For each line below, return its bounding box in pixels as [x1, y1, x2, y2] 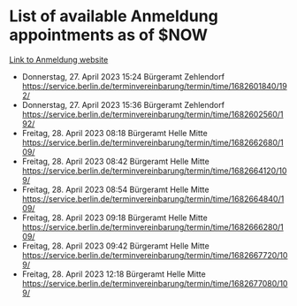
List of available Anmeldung [9, 6, 218, 27]
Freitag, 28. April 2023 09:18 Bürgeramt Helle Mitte [21, 212, 208, 223]
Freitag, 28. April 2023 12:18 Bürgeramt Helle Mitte [21, 268, 206, 279]
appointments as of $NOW [9, 25, 209, 45]
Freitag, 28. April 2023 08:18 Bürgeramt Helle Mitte [21, 127, 208, 138]
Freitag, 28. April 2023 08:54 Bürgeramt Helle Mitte [21, 184, 209, 195]
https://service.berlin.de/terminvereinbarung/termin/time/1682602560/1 [21, 109, 285, 119]
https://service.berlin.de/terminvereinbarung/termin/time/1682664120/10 [21, 165, 287, 176]
